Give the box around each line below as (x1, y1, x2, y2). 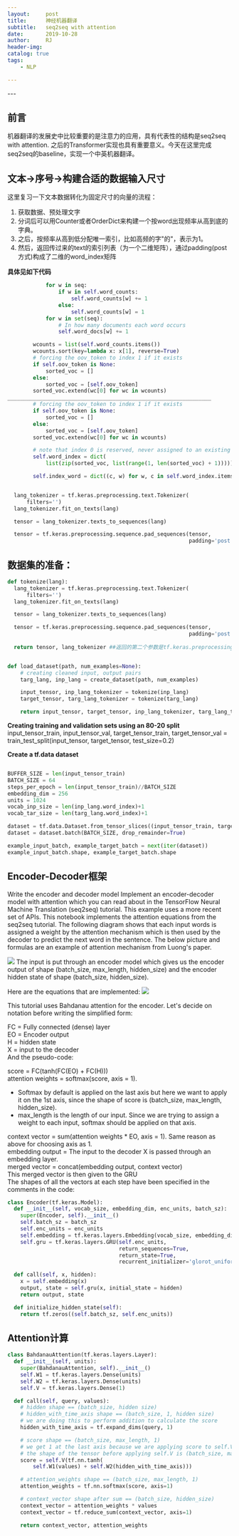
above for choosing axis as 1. (7, 1139, 92, 1148)
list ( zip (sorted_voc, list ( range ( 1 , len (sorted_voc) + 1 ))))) (45, 460, 234, 467)
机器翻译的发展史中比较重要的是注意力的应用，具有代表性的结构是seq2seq (7, 132, 226, 140)
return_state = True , (118, 1252, 176, 1259)
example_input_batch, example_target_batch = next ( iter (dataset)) (7, 842, 208, 849)
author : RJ (7, 37, 53, 44)
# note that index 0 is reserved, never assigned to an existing (33, 447, 231, 454)
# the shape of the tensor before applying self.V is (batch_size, (20, 1450, 224, 1457)
